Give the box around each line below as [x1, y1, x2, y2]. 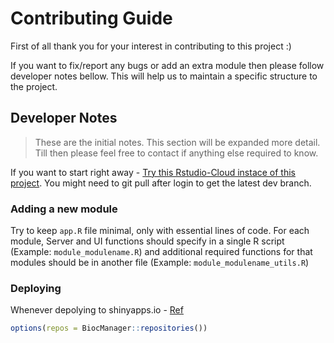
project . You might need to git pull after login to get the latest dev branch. [10, 177, 312, 189]
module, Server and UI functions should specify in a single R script [10, 235, 285, 247]
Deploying [10, 281, 62, 295]
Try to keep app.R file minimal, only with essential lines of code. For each [10, 225, 310, 237]
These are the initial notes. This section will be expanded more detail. [34, 136, 321, 148]
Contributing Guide [10, 7, 173, 30]
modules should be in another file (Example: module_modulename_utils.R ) [10, 257, 310, 269]
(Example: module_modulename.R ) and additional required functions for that [10, 246, 313, 258]
